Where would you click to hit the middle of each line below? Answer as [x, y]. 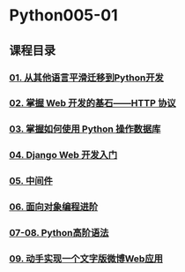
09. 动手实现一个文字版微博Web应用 [86, 259]
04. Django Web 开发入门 [63, 155]
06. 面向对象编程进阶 [54, 207]
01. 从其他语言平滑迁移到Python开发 [87, 78]
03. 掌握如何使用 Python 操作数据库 [85, 129]
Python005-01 [64, 15]
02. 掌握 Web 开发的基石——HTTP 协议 [92, 103]
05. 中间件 [31, 181]
